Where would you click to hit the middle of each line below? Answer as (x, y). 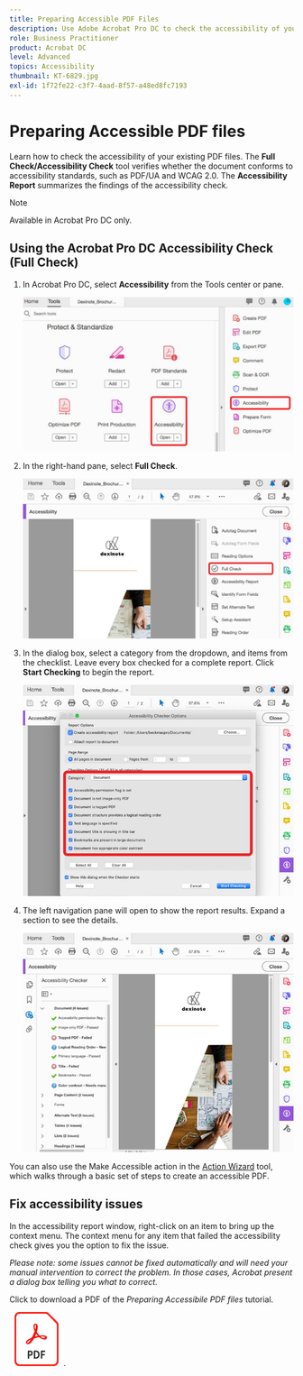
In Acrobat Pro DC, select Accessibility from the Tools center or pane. (153, 284)
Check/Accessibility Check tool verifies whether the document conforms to (151, 166)
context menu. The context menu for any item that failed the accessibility (145, 1235)
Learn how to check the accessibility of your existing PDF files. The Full (142, 156)
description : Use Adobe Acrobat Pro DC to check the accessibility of (145, 28)
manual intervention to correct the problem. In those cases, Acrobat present (151, 1272)
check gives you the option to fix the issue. (89, 1245)
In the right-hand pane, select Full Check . (100, 466)
